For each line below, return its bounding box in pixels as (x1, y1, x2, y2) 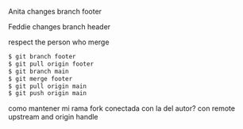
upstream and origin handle (8, 112, 98, 122)
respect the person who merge (8, 37, 110, 47)
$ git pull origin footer (8, 59, 94, 68)
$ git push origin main (8, 89, 87, 97)
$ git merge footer (8, 74, 73, 82)
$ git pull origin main (8, 82, 87, 90)
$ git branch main (8, 67, 69, 75)
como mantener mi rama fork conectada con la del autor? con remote (8, 104, 236, 113)
